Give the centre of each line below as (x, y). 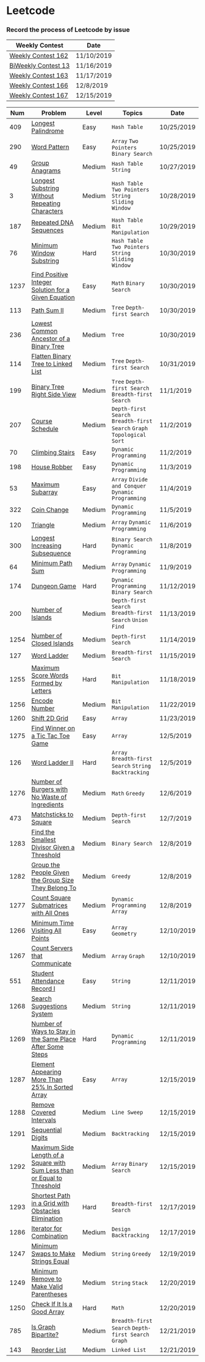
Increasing (47, 546)
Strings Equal (50, 1261)
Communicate (52, 964)
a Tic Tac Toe (51, 736)
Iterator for (47, 1229)
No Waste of (49, 797)
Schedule (45, 429)
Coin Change (50, 510)
